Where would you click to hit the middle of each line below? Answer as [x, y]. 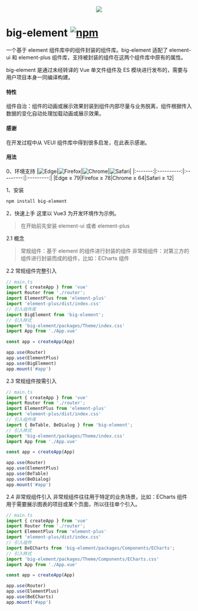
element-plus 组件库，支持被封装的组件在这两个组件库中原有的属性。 [103, 58]
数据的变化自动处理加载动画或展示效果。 [55, 114]
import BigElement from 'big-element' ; [55, 315]
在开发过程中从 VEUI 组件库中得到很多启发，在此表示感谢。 [78, 142]
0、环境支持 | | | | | [69, 171]
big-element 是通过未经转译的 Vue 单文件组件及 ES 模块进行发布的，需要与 [97, 70]
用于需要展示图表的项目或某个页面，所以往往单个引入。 [73, 504]
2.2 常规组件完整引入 [32, 271]
